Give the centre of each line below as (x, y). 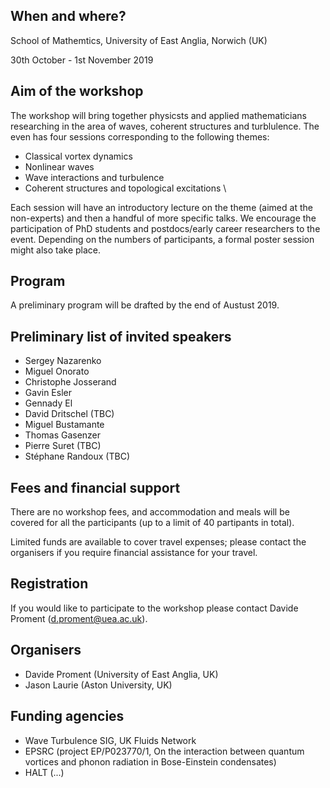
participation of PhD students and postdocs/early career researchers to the (165, 228)
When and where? (68, 16)
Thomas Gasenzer (63, 435)
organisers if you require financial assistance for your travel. (134, 553)
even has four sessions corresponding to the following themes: (140, 136)
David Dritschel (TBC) (69, 414)
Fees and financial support (95, 487)
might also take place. (56, 250)
